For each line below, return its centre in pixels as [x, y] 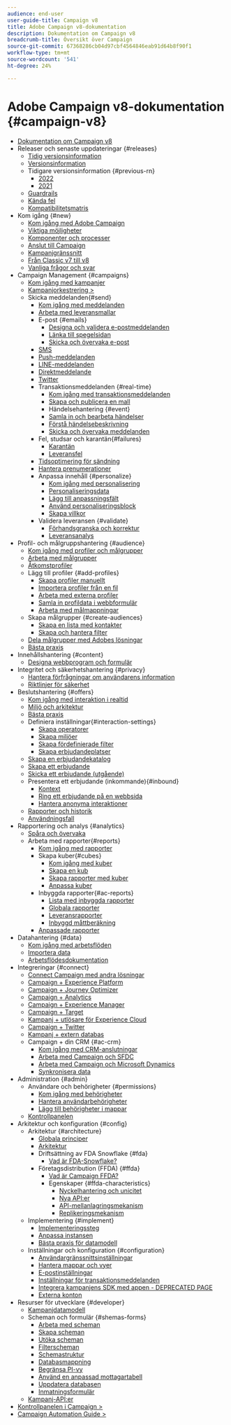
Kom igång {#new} [44, 215]
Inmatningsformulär [66, 1391]
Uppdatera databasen [69, 1384]
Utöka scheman [61, 1340]
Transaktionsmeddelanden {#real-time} [95, 387]
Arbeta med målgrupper [62, 558]
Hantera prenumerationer [75, 468]
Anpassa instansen [66, 1235]
